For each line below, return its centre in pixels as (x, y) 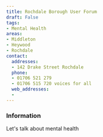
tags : (13, 23)
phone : (20, 73)
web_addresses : (30, 89)
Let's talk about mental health (43, 129)
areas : (14, 34)
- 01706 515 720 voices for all (52, 84)
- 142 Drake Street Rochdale (48, 67)
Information (24, 116)
